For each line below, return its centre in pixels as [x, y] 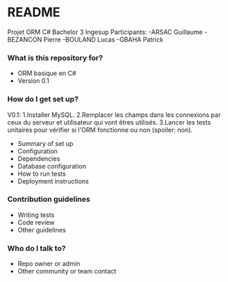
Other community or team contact [67, 271]
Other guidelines [42, 230]
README [34, 12]
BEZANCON [25, 39]
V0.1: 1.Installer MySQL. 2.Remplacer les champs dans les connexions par [114, 115]
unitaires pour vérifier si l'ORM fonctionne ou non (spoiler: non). [100, 130]
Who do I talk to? [37, 248]
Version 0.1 [33, 81]
